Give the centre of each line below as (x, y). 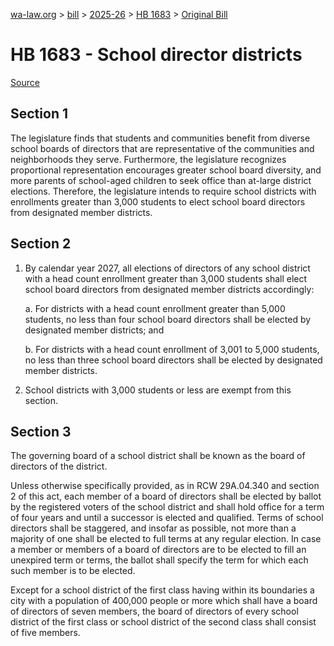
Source (25, 82)
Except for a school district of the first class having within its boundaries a (162, 590)
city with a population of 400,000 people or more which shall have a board (164, 601)
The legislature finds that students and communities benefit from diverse (160, 138)
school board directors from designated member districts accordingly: (169, 289)
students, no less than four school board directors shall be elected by (168, 319)
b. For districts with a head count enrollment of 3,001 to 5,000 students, (172, 349)
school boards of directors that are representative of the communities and (162, 148)
